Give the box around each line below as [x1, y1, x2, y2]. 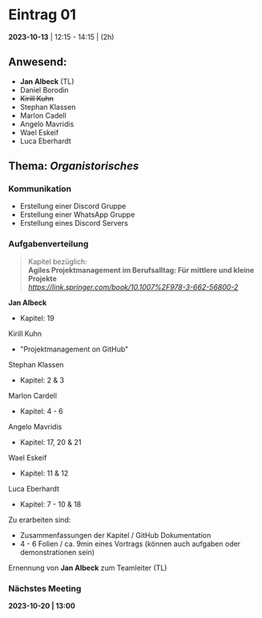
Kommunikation [8, 183, 72, 195]
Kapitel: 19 [19, 313, 54, 323]
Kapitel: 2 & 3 [19, 375, 65, 385]
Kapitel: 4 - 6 [19, 406, 64, 415]
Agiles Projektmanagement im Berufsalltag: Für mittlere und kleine [27, 265, 255, 275]
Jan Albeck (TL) [19, 76, 75, 86]
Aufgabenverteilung [8, 239, 89, 250]
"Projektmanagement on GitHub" [19, 344, 129, 354]
